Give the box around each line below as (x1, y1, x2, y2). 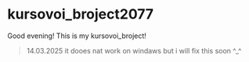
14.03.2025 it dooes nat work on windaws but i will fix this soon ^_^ (26, 46, 242, 55)
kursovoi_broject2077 (7, 5, 154, 23)
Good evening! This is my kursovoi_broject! (7, 31, 146, 40)
